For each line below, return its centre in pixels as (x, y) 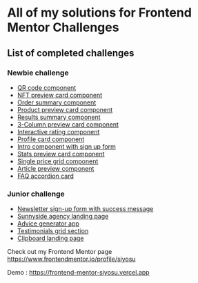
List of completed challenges (71, 53)
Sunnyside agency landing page (63, 217)
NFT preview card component (60, 95)
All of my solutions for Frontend (99, 13)
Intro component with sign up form (66, 146)
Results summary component (59, 117)
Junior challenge (36, 194)
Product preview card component (65, 109)
